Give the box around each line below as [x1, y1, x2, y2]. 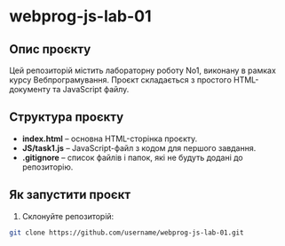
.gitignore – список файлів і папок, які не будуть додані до [21, 152, 243, 163]
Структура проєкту [9, 109, 124, 125]
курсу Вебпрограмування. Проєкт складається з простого [9, 75, 233, 85]
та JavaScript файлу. [51, 84, 130, 94]
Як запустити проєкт [9, 187, 131, 202]
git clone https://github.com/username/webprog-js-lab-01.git [9, 228, 244, 237]
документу [9, 84, 51, 94]
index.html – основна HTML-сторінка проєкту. [21, 133, 198, 144]
